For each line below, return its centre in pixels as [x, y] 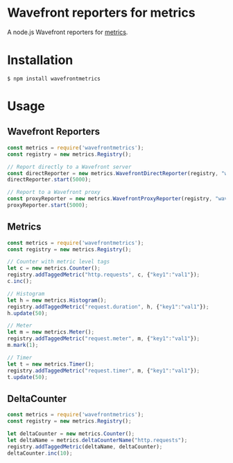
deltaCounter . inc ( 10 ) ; [40, 453]
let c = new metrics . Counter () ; [54, 268]
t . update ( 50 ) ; [28, 377]
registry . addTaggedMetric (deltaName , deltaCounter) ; [85, 446]
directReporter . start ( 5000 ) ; [49, 180]
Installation [40, 60]
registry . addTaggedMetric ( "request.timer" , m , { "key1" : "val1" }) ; [103, 371]
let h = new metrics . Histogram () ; [57, 300]
